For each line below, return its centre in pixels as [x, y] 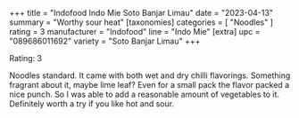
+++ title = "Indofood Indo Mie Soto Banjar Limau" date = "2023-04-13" [141, 13]
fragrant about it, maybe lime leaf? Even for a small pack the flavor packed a [149, 85]
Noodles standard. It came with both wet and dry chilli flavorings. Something [150, 75]
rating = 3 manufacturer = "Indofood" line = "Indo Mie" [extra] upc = [135, 31]
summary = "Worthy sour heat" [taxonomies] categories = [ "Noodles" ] [141, 22]
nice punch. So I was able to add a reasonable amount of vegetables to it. [144, 94]
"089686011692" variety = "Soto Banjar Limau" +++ [105, 41]
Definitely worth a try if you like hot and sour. [92, 104]
